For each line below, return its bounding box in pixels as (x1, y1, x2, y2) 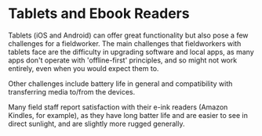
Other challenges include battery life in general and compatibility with (8, 79, 233, 88)
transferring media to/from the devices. (8, 87, 136, 96)
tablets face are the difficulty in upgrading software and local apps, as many (8, 47, 255, 56)
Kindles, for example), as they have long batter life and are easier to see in (8, 110, 249, 120)
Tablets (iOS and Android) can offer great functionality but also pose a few (8, 30, 249, 40)
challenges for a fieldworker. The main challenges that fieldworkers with (8, 38, 242, 48)
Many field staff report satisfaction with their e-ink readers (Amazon (8, 102, 228, 112)
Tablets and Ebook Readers (8, 5, 190, 23)
